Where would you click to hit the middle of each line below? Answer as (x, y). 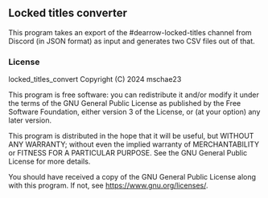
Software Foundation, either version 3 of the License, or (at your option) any (134, 112)
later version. (30, 120)
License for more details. (49, 162)
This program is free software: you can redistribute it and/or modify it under (134, 95)
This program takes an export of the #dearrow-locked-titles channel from (130, 32)
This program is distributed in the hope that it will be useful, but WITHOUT (131, 136)
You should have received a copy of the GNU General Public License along (132, 177)
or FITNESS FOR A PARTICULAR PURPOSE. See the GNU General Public (128, 153)
